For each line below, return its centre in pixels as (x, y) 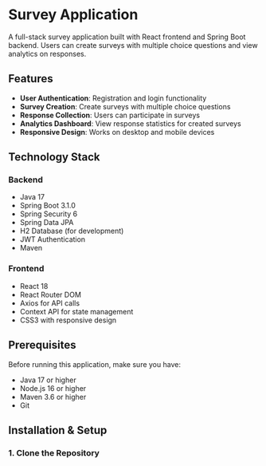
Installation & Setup (58, 430)
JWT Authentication (53, 239)
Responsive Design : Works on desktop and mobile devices (117, 132)
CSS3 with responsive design (68, 320)
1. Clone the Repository (54, 452)
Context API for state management (76, 311)
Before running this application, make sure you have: (95, 364)
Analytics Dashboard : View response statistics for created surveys (130, 123)
